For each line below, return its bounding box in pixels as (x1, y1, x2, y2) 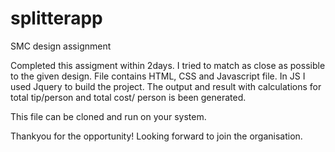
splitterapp (10, 7, 103, 30)
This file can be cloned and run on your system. (10, 110, 207, 122)
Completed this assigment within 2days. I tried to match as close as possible (10, 59, 326, 71)
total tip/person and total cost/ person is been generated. (10, 91, 247, 103)
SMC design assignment (10, 40, 112, 52)
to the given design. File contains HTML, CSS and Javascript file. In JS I (10, 70, 306, 82)
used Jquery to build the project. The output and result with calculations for (10, 80, 322, 92)
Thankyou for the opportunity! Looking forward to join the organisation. (10, 130, 303, 142)
